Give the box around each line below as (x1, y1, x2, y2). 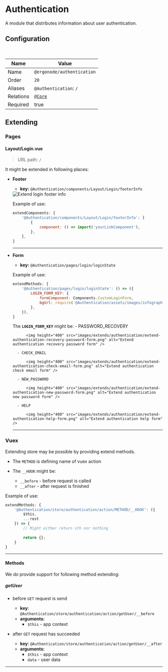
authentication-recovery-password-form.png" (12, 337, 107, 342)
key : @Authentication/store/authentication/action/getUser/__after (19, 640, 162, 646)
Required (7, 101, 29, 108)
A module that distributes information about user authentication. (5, 20, 137, 26)
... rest (23, 516, 39, 521)
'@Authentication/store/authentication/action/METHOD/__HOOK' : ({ (14, 507, 155, 512)
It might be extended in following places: (5, 167, 89, 173)
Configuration (5, 35, 50, 43)
